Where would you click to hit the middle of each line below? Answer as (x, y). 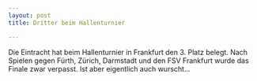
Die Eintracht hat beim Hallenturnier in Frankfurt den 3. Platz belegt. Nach (128, 52)
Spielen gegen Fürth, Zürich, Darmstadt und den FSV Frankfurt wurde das (128, 61)
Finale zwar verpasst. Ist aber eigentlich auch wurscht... (100, 68)
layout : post (30, 15)
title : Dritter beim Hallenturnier (67, 23)
